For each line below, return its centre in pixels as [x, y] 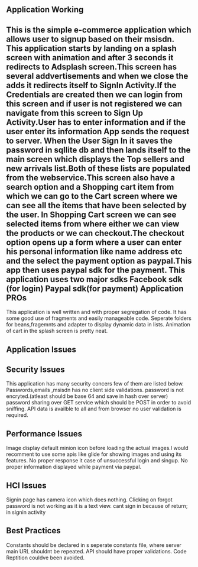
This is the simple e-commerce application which [99, 30]
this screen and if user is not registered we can [94, 104]
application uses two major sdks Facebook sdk [94, 279]
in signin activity [26, 512]
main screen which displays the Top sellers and [95, 159]
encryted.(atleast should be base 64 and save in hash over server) [87, 396]
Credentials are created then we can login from [95, 94]
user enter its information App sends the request [98, 132]
